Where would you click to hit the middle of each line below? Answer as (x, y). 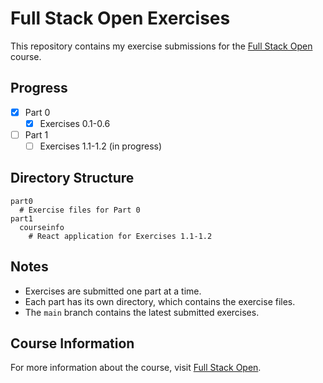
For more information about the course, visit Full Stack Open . (136, 368)
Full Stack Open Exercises (120, 18)
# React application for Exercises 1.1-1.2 (120, 236)
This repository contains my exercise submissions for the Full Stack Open (161, 46)
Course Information (72, 343)
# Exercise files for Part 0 (80, 210)
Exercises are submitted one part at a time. (113, 291)
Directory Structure (72, 178)
